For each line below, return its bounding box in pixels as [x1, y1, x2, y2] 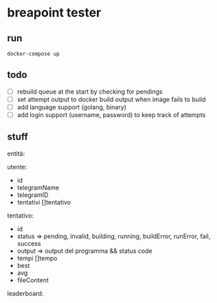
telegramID [16, 191, 49, 199]
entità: [7, 149, 25, 158]
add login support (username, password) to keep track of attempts [16, 111, 206, 118]
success [16, 239, 41, 247]
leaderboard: [7, 289, 44, 297]
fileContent [16, 275, 49, 284]
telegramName [16, 183, 60, 191]
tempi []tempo [16, 253, 58, 262]
